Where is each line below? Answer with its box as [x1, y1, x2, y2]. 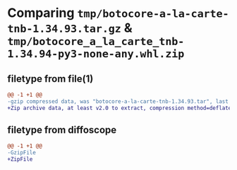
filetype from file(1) [7, 73, 94, 85]
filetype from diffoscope [7, 124, 117, 136]
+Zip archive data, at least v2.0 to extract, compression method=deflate [7, 104, 232, 111]
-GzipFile [7, 150, 37, 157]
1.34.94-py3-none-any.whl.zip [7, 47, 185, 61]
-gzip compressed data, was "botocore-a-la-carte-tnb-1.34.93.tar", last [7, 97, 229, 105]
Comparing [7, 5, 75, 21]
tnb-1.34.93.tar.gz [7, 23, 121, 36]
